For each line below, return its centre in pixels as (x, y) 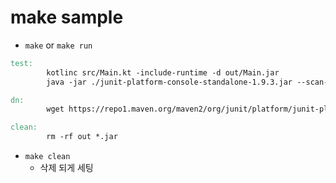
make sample (67, 17)
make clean (47, 157)
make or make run (58, 45)
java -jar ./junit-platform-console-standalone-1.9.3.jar (169, 82)
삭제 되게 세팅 (66, 168)
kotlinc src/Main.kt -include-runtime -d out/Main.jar (163, 72)
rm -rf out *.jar (82, 137)
